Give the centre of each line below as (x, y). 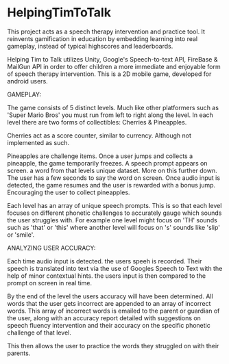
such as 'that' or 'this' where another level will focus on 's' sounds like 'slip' (114, 227)
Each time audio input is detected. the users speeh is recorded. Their (105, 261)
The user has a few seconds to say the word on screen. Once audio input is (114, 178)
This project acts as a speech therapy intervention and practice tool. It (106, 31)
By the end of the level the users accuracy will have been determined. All (110, 296)
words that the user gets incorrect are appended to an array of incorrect (109, 303)
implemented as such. (38, 142)
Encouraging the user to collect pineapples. (69, 192)
